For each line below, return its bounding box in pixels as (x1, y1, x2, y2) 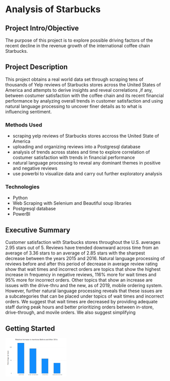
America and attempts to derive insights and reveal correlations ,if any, (5, 87, 153, 93)
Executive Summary (5, 226, 71, 234)
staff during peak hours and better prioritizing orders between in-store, (5, 304, 154, 310)
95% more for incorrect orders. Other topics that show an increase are (5, 277, 153, 283)
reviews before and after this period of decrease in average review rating (5, 261, 158, 267)
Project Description (5, 62, 68, 72)
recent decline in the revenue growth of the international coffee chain (5, 43, 150, 49)
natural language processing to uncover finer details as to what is (5, 103, 142, 109)
